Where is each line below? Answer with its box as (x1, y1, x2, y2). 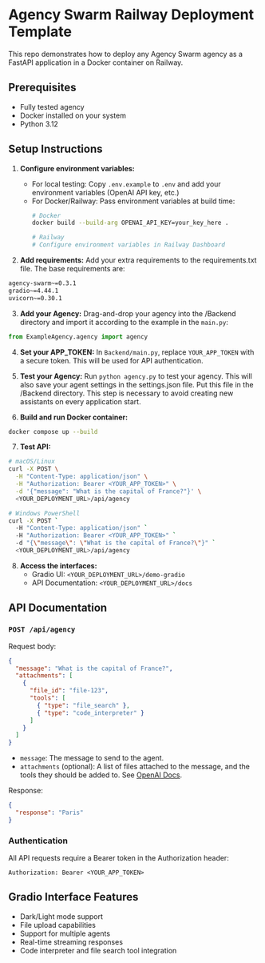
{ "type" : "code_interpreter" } (37, 708, 145, 717)
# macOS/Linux (8, 458, 56, 466)
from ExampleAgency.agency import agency (8, 332, 148, 341)
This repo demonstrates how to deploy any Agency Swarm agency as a (8, 49, 243, 58)
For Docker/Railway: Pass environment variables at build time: (31, 196, 235, 206)
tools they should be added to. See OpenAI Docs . (19, 770, 182, 780)
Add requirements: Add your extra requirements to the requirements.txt (19, 255, 257, 265)
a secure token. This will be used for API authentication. (19, 355, 204, 365)
